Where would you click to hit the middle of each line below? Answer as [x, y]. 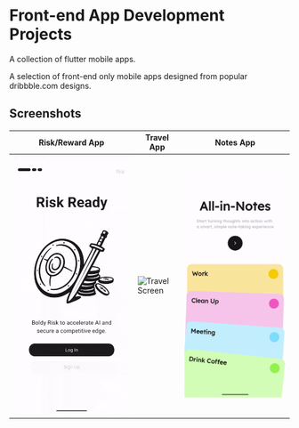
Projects [41, 34]
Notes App [235, 142]
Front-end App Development [117, 16]
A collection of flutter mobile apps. [73, 59]
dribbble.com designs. [50, 85]
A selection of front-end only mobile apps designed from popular [128, 76]
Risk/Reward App [72, 142]
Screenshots [45, 113]
